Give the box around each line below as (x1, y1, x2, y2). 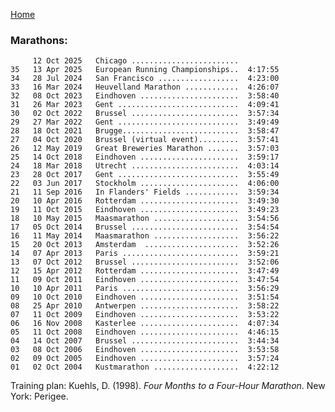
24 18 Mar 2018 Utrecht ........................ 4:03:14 (10, 161, 280, 171)
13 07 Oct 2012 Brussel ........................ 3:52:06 (10, 257, 280, 268)
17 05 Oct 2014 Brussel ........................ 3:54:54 (10, 222, 280, 233)
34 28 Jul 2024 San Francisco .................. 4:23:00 (10, 74, 280, 84)
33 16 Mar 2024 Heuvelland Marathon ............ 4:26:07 (10, 82, 280, 93)
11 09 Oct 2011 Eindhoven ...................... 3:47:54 (10, 275, 280, 285)
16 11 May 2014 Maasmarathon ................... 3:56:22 (10, 231, 280, 241)
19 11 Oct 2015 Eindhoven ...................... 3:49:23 (10, 205, 280, 215)
